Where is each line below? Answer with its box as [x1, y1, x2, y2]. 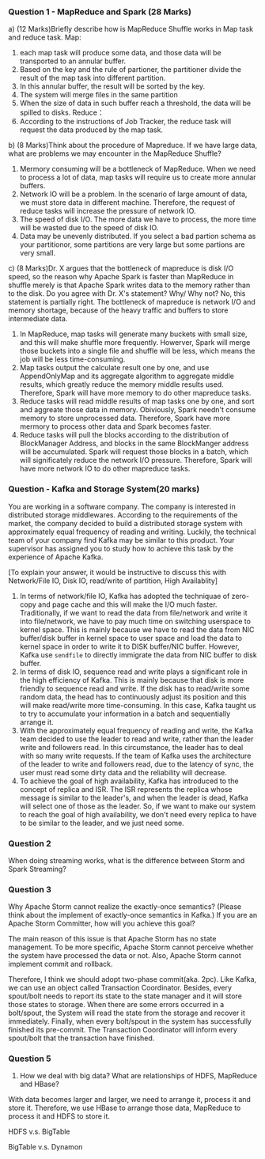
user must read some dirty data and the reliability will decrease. [19, 767, 228, 777]
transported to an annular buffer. [19, 56, 127, 66]
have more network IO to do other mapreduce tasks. [19, 464, 191, 473]
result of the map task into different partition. [19, 74, 166, 83]
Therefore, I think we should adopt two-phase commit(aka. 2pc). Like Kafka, [8, 975, 257, 984]
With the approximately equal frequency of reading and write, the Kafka [19, 725, 254, 735]
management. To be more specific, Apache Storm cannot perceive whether [8, 942, 254, 952]
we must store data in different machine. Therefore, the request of [19, 198, 236, 207]
